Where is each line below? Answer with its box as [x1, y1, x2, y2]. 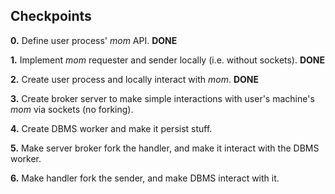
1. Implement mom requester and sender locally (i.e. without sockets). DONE [10, 54, 326, 66]
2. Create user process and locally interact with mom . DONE [10, 73, 259, 85]
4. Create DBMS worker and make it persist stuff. [10, 122, 213, 134]
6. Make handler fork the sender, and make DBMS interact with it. [10, 172, 280, 184]
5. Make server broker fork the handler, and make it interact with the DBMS [10, 142, 320, 154]
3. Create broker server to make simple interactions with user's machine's [10, 92, 315, 104]
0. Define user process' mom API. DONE [10, 34, 178, 46]
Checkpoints [10, 8, 92, 25]
